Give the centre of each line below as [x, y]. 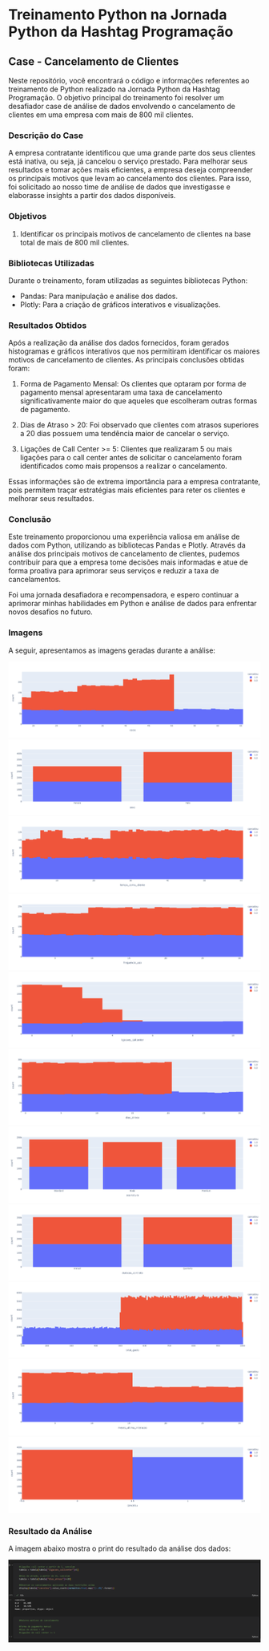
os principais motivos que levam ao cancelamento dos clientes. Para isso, [130, 179]
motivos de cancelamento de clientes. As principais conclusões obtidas [126, 360]
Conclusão [30, 520]
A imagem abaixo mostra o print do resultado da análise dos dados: [120, 1548]
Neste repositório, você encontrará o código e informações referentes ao [129, 81]
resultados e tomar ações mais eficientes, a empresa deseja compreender [131, 170]
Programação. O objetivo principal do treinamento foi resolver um [116, 97]
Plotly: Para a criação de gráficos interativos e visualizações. [120, 304]
